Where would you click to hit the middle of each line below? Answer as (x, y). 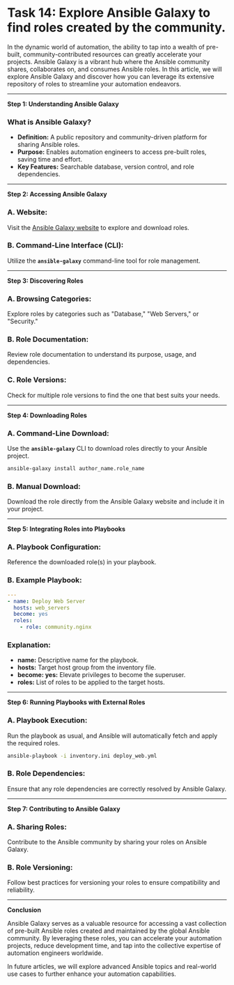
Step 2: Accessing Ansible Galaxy (57, 194)
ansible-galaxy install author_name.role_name (76, 469)
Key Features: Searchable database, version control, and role (106, 167)
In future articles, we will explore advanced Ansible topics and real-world (112, 967)
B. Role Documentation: (48, 339)
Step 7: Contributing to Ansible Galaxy (64, 809)
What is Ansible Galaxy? (49, 122)
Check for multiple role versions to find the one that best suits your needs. (114, 395)
